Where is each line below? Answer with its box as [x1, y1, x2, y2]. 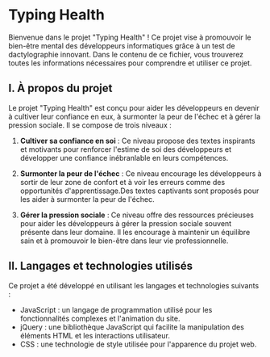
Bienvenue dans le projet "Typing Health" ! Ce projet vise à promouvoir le [8, 32, 251, 42]
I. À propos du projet [8, 82, 113, 95]
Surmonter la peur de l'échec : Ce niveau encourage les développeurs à [19, 168, 262, 178]
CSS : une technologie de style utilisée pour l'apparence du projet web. [19, 339, 257, 349]
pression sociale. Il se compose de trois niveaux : [8, 120, 172, 130]
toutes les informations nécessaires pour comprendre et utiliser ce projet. [8, 58, 252, 68]
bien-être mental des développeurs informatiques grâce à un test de [8, 40, 235, 50]
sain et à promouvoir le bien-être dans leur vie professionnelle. [19, 236, 229, 246]
